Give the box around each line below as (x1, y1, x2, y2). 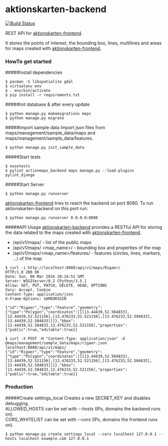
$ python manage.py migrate (5, 115, 65, 121)
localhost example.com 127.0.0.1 (18, 436, 89, 441)
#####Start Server (5, 181, 44, 188)
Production (5, 383, 33, 390)
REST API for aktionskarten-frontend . (5, 30, 83, 36)
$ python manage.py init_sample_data (5, 145, 85, 150)
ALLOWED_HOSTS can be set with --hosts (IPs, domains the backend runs (5, 406, 161, 412)
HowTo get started (5, 58, 52, 65)
